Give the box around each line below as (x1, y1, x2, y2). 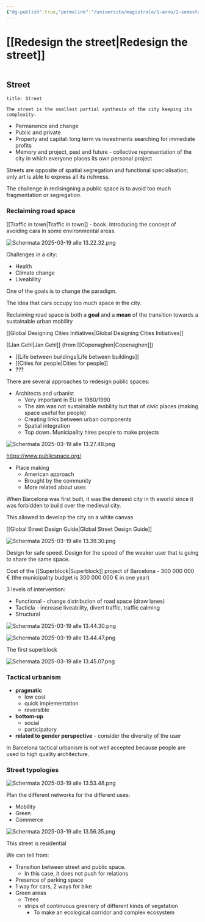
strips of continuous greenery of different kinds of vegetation (24, 902, 179, 910)
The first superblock (6, 646, 58, 653)
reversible (24, 706, 50, 713)
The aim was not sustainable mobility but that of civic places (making (24, 402, 198, 409)
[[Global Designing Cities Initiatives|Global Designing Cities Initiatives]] (6, 329, 184, 336)
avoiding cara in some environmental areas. (6, 227, 116, 234)
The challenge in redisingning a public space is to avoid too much (6, 185, 171, 192)
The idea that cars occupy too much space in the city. (6, 299, 142, 306)
